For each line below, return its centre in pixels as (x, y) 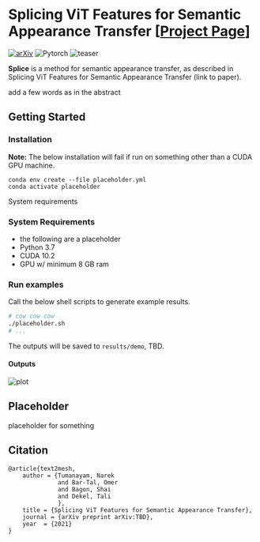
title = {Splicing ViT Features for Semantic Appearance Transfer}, (138, 510)
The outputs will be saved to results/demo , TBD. (86, 346)
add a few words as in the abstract (64, 92)
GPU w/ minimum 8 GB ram (64, 264)
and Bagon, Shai (85, 489)
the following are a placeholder (70, 239)
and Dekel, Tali (85, 496)
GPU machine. (32, 165)
